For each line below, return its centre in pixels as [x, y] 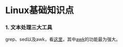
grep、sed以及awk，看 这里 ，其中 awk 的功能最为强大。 [63, 39]
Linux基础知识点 [40, 10]
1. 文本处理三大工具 [29, 27]
